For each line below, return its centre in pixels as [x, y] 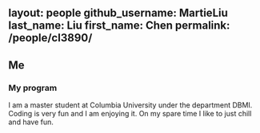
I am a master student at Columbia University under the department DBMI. [130, 105]
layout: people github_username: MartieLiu [118, 13]
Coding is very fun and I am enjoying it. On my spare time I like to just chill [130, 114]
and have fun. [31, 122]
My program [33, 88]
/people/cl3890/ [50, 38]
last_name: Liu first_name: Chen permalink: [119, 26]
